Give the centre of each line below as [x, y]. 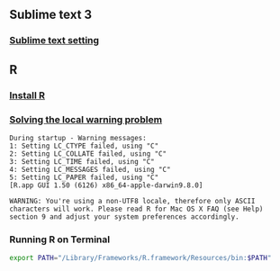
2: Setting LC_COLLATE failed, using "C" [88, 154]
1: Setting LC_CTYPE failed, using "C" [84, 146]
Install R [27, 95]
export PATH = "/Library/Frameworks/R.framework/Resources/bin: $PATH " [140, 258]
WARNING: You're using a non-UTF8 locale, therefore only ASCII [132, 201]
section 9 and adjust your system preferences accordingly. [125, 217]
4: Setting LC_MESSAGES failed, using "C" [90, 169]
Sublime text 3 [51, 15]
